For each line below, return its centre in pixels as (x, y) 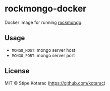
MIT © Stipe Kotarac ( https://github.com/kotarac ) (55, 83)
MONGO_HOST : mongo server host (43, 50)
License (17, 71)
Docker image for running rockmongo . (44, 22)
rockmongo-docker (46, 9)
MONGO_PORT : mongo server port (43, 55)
